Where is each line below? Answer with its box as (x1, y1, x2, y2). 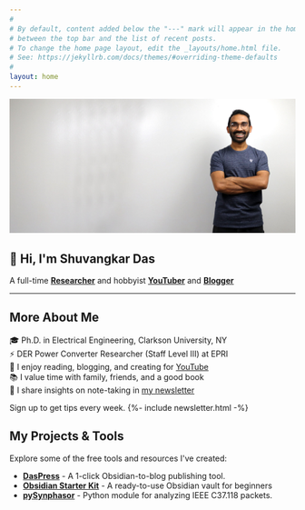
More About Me (9, 310, 100, 325)
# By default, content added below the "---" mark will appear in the (9, 24, 282, 34)
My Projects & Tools (9, 428, 124, 445)
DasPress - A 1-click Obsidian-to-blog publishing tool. (22, 470, 226, 481)
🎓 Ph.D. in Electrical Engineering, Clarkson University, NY (9, 335, 228, 345)
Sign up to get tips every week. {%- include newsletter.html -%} (9, 402, 249, 413)
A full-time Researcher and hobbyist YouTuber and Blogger (9, 275, 234, 285)
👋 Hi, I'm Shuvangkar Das (9, 251, 156, 266)
